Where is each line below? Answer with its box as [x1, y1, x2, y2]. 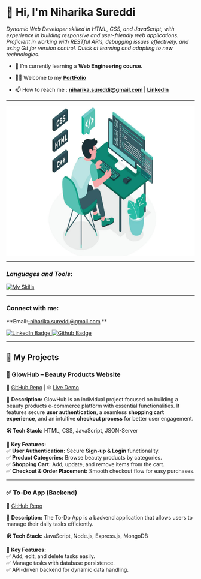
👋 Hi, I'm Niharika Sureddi [6, 5, 136, 19]
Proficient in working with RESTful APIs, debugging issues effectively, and [6, 38, 189, 45]
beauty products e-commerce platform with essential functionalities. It [6, 402, 180, 410]
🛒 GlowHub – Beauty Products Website [6, 370, 121, 379]
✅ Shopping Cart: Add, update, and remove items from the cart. [6, 461, 165, 468]
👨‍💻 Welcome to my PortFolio [14, 74, 87, 81]
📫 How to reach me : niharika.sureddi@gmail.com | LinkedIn [14, 86, 169, 93]
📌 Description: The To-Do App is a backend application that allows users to [6, 514, 193, 521]
